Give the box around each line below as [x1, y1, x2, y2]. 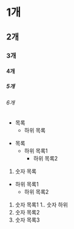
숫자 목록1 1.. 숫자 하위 [15, 201, 69, 208]
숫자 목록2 [15, 208, 40, 216]
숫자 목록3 [15, 216, 40, 224]
